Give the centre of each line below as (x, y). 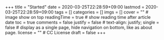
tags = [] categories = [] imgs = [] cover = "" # (102, 12)
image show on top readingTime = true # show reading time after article (78, 17)
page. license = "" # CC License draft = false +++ (55, 33)
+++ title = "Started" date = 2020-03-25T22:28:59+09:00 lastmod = (75, 7)
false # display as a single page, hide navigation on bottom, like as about (79, 27)
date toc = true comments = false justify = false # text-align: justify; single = (82, 22)
